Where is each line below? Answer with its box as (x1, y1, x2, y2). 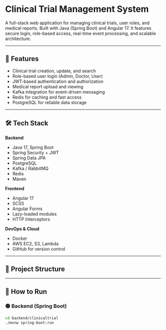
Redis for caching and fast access (12, 94, 82, 100)
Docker (12, 235, 28, 241)
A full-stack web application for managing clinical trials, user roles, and (5, 20, 150, 26)
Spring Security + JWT (12, 150, 59, 156)
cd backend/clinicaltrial (5, 316, 58, 321)
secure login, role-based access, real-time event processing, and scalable (5, 30, 157, 36)
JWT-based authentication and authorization (12, 78, 104, 84)
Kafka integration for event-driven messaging (12, 89, 105, 95)
